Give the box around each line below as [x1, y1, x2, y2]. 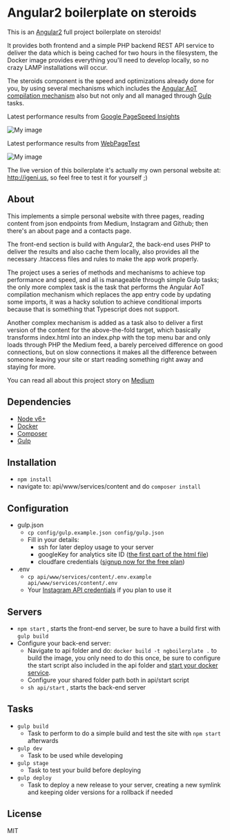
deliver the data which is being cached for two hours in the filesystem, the [7, 49, 218, 57]
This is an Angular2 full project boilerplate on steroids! [7, 28, 162, 36]
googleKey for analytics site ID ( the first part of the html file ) [37, 550, 209, 559]
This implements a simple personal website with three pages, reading [7, 211, 205, 220]
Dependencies [7, 396, 71, 408]
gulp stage [17, 760, 49, 767]
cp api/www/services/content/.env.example [27, 574, 152, 581]
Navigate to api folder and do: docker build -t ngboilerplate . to [27, 647, 218, 654]
